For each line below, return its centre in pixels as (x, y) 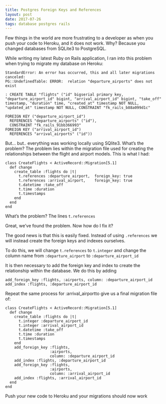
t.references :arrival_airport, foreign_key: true (76, 180)
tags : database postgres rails (38, 24)
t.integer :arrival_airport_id (51, 325)
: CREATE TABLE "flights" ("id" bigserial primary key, (64, 95)
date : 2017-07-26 (23, 19)
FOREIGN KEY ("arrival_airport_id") (43, 130)
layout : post (19, 14)
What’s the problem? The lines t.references (50, 216)
